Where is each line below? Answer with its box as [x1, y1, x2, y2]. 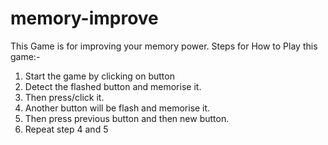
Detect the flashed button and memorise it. [24, 80, 202, 92]
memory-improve [10, 7, 159, 30]
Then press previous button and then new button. [24, 112, 230, 124]
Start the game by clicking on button [24, 70, 175, 82]
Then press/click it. [24, 91, 105, 103]
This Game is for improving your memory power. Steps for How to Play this [10, 40, 318, 52]
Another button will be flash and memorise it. [24, 102, 211, 114]
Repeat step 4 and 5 [24, 123, 109, 135]
